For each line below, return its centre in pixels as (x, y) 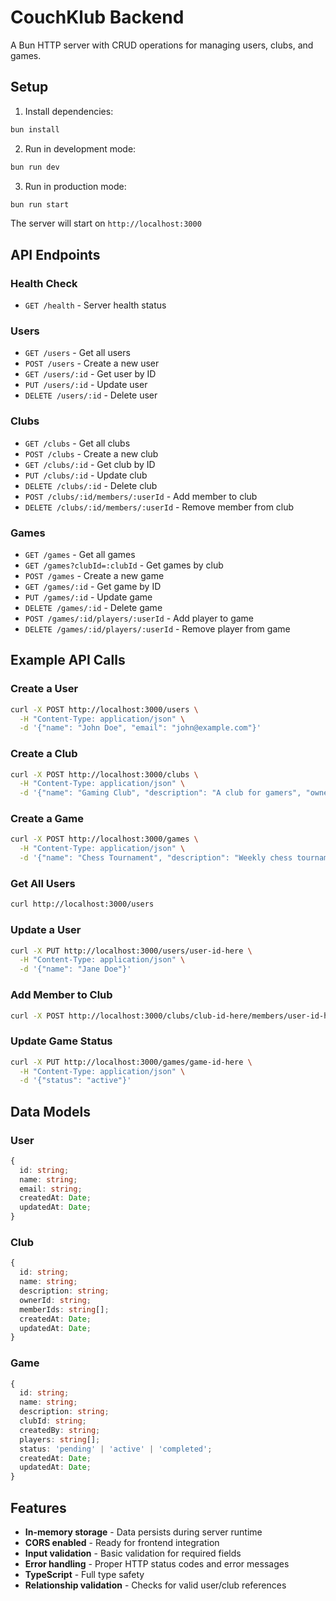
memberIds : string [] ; (64, 1309)
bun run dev (35, 167)
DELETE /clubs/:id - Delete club (91, 485)
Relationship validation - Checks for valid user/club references (155, 1585)
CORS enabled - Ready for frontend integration (122, 1543)
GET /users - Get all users (77, 353)
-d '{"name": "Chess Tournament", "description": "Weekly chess (156, 858)
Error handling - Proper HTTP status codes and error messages (157, 1564)
